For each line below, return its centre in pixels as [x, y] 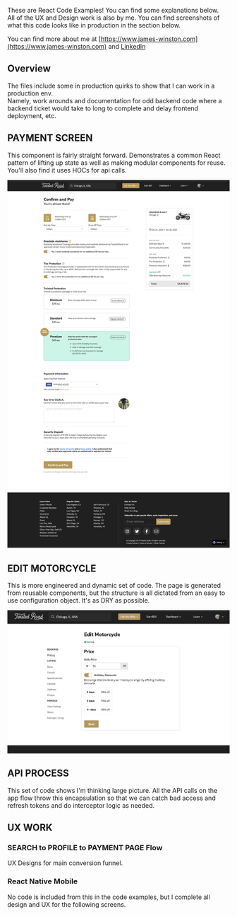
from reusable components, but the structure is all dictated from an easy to [116, 593]
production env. [30, 93]
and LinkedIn [127, 46]
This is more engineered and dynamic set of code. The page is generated [114, 586]
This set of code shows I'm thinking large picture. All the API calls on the [113, 790]
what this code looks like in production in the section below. [94, 25]
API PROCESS [38, 773]
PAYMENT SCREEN [50, 138]
